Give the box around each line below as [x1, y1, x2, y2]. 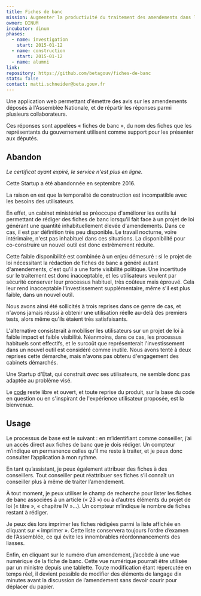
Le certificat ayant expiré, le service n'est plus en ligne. [6, 168, 143, 175]
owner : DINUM [6, 20, 39, 26]
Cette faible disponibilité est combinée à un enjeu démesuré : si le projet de [6, 252, 192, 260]
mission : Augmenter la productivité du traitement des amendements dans [6, 14, 191, 20]
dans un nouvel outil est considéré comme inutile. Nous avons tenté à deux [6, 346, 191, 353]
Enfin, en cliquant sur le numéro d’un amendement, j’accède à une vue [6, 551, 180, 558]
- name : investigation [11, 37, 68, 43]
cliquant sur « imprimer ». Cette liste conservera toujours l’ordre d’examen [6, 526, 189, 534]
